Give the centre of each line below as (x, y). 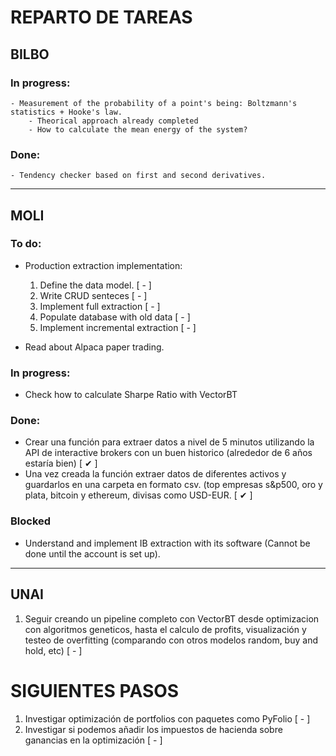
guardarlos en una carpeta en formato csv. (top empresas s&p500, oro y (173, 485)
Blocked (31, 521)
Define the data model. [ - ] (95, 285)
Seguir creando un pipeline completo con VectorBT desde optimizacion (172, 618)
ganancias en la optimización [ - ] (93, 740)
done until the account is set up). (92, 553)
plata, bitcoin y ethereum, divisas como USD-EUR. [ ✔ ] (138, 495)
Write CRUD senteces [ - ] (93, 295)
